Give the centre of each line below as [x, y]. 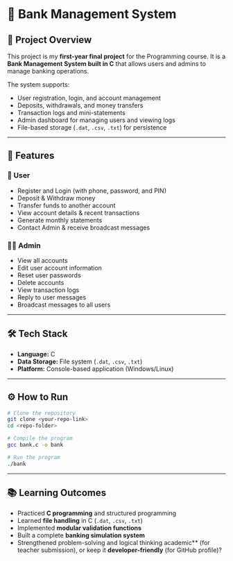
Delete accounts [41, 282]
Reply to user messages [52, 297]
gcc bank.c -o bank [35, 445]
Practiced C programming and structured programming [97, 513]
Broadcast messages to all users [64, 304]
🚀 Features [31, 156]
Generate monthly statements [60, 220]
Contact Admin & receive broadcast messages [84, 227]
